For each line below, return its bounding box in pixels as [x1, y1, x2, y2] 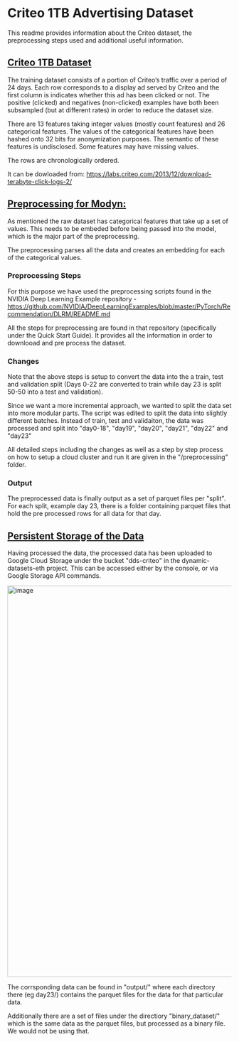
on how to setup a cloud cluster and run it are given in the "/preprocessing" [7, 453, 229, 461]
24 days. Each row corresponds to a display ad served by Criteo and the [7, 83, 220, 92]
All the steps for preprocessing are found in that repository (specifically [7, 323, 217, 332]
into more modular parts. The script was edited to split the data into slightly [7, 409, 228, 417]
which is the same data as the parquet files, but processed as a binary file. [7, 1019, 225, 1028]
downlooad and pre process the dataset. [7, 338, 127, 347]
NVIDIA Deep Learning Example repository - [7, 294, 137, 303]
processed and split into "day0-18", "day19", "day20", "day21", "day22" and [7, 424, 228, 433]
